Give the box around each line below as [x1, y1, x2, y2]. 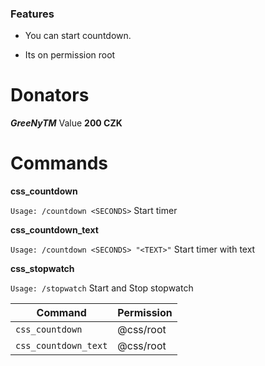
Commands [10, 152, 109, 175]
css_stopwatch [10, 263, 75, 275]
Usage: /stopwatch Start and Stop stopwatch [10, 282, 194, 294]
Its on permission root [24, 49, 116, 61]
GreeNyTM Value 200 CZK [10, 117, 123, 129]
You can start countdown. [24, 30, 132, 42]
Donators [10, 84, 90, 107]
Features [10, 7, 55, 21]
